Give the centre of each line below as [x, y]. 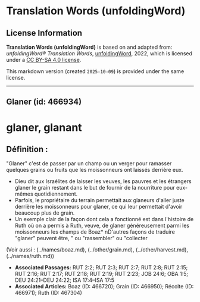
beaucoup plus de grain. [45, 213]
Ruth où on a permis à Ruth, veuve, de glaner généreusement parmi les [102, 226]
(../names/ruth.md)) [30, 256]
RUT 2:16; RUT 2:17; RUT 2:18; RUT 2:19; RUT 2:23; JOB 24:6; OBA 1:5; [101, 274]
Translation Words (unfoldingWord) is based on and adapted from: [89, 47]
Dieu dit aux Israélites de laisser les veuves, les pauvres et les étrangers [103, 181]
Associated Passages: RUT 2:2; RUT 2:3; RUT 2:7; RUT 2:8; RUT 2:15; [101, 268]
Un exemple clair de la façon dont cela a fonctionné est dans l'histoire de [104, 219]
